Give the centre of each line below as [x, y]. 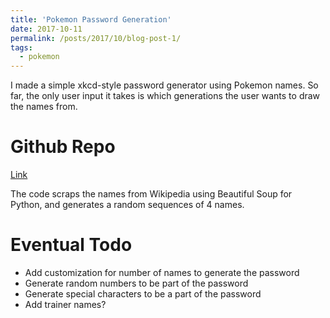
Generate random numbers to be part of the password [136, 283]
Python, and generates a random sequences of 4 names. [127, 205]
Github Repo [63, 147]
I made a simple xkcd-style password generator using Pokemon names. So [164, 85]
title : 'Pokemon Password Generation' [91, 19]
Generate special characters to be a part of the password [143, 294]
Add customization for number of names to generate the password [162, 272]
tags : [21, 47]
